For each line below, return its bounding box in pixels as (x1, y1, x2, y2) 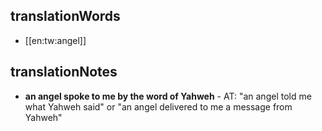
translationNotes (10, 64, 118, 81)
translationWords (10, 8, 121, 25)
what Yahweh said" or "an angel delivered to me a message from (24, 100, 293, 113)
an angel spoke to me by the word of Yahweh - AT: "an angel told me (24, 90, 312, 102)
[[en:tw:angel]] (24, 34, 87, 46)
